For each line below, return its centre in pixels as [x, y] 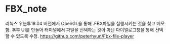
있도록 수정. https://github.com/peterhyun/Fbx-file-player [75, 36]
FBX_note [26, 9]
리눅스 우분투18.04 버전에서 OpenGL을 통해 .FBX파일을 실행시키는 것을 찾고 [80, 23]
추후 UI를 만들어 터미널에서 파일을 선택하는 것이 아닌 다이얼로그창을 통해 [83, 30]
